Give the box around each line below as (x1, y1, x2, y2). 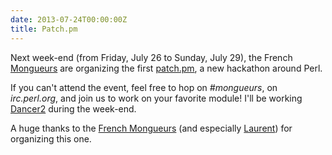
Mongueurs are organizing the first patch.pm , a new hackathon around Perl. (10, 62, 323, 74)
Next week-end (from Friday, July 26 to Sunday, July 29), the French (10, 51, 293, 63)
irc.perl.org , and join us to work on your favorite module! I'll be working (10, 92, 303, 104)
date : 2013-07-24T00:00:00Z (10, 14, 128, 25)
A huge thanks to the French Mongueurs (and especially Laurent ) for (10, 122, 293, 134)
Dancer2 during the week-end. (10, 102, 137, 115)
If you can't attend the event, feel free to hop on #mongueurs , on (10, 81, 278, 93)
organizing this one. (10, 132, 92, 145)
